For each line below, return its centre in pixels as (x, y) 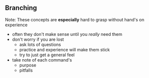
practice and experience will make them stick (65, 49)
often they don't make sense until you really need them (67, 34)
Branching (21, 8)
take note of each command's (42, 60)
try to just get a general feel (47, 55)
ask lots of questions (40, 44)
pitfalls (26, 70)
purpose (28, 65)
